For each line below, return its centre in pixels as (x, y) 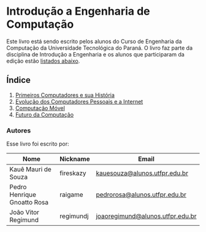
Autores (19, 130)
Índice (18, 80)
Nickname (75, 159)
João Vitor (25, 212)
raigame (72, 195)
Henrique (23, 195)
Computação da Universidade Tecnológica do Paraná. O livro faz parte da (100, 48)
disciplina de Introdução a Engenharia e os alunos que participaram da (96, 54)
